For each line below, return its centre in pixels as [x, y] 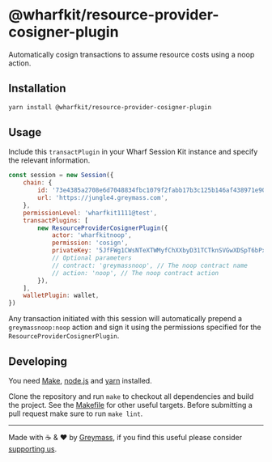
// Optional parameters [91, 258]
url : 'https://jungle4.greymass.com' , [103, 198]
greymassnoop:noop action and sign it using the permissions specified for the [135, 327]
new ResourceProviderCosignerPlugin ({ [103, 228]
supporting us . [33, 449]
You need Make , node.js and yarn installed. [80, 381]
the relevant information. [49, 160]
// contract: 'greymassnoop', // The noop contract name [150, 265]
